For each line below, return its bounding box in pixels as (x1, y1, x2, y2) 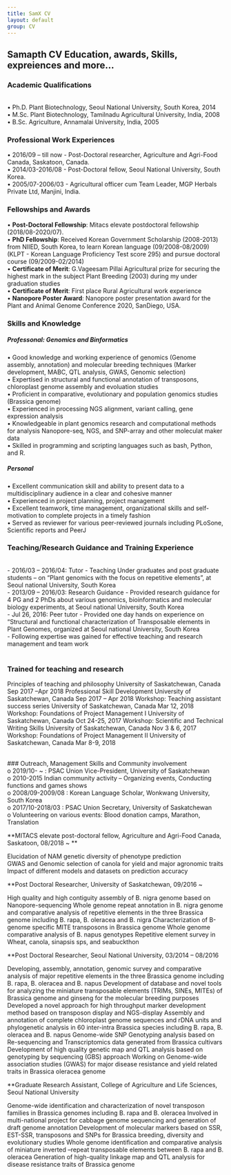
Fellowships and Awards (7, 205, 91, 214)
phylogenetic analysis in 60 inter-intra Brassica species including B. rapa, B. (7, 1024, 223, 1032)
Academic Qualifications (7, 80, 92, 90)
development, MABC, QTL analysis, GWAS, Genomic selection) (7, 368, 186, 376)
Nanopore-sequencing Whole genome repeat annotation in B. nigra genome (7, 901, 223, 910)
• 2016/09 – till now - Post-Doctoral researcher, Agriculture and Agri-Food (7, 151, 218, 159)
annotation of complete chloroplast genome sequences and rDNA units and (7, 1016, 222, 1024)
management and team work (7, 639, 89, 648)
